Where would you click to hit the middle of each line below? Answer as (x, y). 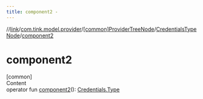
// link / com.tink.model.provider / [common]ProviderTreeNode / (81, 29)
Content (16, 83)
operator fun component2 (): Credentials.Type (63, 89)
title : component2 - (32, 12)
